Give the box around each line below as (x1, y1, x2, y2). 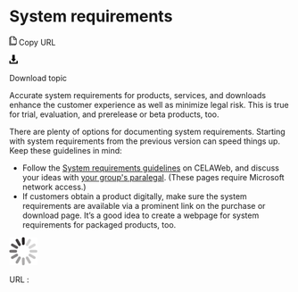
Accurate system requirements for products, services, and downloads (9, 89, 266, 100)
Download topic (9, 72, 68, 83)
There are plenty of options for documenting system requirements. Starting (9, 126, 286, 137)
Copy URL (18, 37, 56, 47)
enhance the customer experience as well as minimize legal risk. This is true (9, 99, 289, 110)
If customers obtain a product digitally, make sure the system (21, 190, 247, 202)
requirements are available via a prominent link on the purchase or (21, 200, 266, 211)
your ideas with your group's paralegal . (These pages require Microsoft (21, 171, 285, 182)
